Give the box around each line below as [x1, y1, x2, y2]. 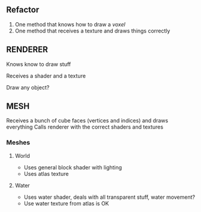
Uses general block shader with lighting [23, 163, 122, 171]
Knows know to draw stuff [6, 60, 71, 68]
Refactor [6, 5, 40, 15]
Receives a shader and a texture [6, 72, 86, 79]
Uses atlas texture [23, 170, 69, 177]
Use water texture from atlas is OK [23, 199, 109, 207]
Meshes [6, 138, 31, 147]
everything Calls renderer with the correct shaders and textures [6, 123, 164, 131]
